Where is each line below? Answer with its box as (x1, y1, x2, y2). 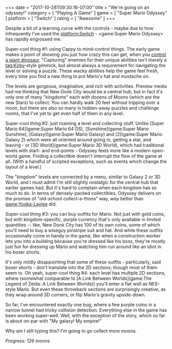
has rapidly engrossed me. (5, 36, 62, 42)
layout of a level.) (5, 164, 42, 170)
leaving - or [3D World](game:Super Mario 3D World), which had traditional (5, 142, 164, 148)
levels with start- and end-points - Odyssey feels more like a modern (5, 148, 151, 153)
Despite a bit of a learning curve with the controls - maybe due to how (5, 25, 154, 31)
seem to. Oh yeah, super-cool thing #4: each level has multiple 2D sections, (5, 270, 166, 276)
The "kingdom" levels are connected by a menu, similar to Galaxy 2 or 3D (5, 174, 161, 180)
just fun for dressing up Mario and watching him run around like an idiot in (5, 243, 162, 250)
